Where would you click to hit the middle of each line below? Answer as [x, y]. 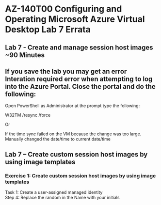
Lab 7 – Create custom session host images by [76, 154]
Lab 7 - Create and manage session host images [79, 47]
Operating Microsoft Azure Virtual [75, 19]
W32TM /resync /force [28, 115]
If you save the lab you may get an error [66, 71]
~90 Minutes [25, 55]
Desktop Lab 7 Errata [48, 30]
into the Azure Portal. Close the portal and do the [80, 87]
